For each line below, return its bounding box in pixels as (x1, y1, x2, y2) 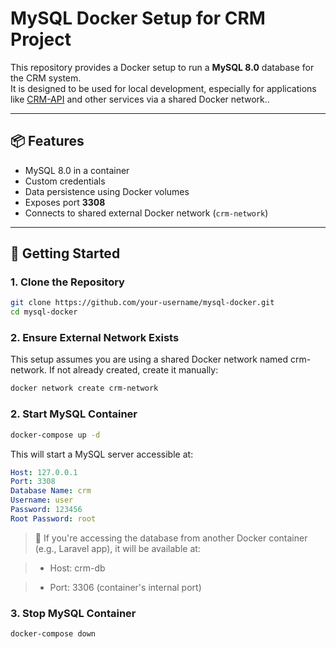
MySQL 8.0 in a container (24, 164, 130, 176)
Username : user (10, 495, 74, 506)
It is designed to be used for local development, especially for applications (10, 82, 317, 94)
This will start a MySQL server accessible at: (10, 448, 194, 460)
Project (10, 28, 72, 51)
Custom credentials (24, 175, 106, 187)
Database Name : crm (10, 486, 92, 496)
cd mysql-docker (10, 307, 78, 317)
